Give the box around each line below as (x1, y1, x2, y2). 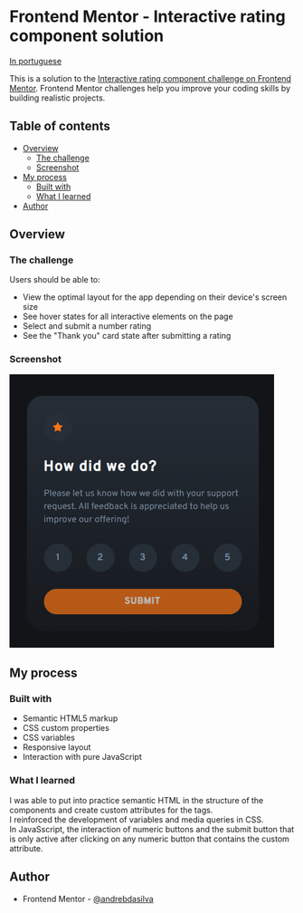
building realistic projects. (9, 92, 106, 103)
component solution (9, 25, 165, 46)
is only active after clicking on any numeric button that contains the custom (9, 833, 289, 844)
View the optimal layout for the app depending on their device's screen (22, 292, 288, 303)
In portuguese (9, 55, 62, 66)
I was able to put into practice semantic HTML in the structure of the (9, 794, 264, 805)
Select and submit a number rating (22, 321, 152, 332)
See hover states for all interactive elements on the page (22, 311, 233, 322)
